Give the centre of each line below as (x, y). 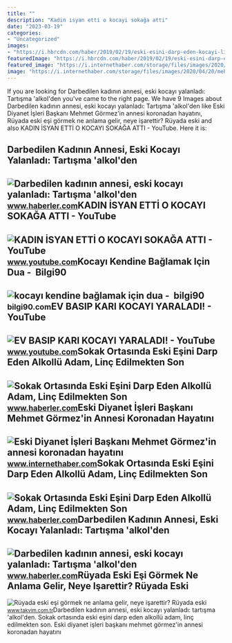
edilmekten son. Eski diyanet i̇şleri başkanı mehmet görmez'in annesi (105, 625)
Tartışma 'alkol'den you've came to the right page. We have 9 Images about (115, 98)
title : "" (21, 13)
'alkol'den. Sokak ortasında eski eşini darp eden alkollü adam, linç (101, 617)
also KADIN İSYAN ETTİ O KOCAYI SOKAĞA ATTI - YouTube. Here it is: (107, 128)
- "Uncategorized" (33, 39)
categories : (24, 33)
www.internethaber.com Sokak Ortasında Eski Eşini (110, 464)
